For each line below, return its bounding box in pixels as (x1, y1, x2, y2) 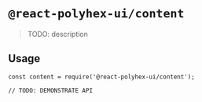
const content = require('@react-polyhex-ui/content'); (8, 73, 195, 81)
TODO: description (27, 29, 89, 38)
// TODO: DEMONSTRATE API (8, 86, 93, 94)
